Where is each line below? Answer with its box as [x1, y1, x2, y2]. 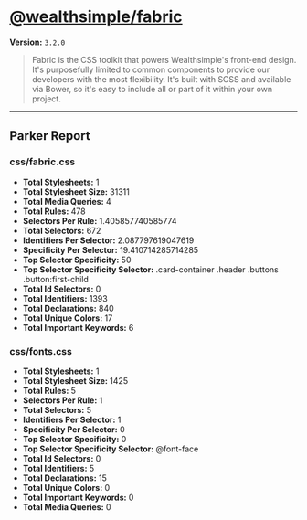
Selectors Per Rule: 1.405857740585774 [22, 215, 177, 226]
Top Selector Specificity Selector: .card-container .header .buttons [22, 263, 279, 275]
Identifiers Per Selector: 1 [22, 414, 122, 425]
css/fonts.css [9, 345, 73, 357]
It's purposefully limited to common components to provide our [31, 64, 270, 75]
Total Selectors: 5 [22, 404, 91, 415]
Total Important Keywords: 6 [22, 322, 134, 333]
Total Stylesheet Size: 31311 [22, 186, 130, 197]
